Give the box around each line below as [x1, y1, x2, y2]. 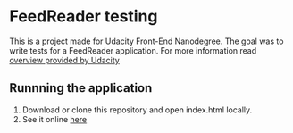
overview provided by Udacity [9, 54, 121, 65]
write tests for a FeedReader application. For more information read [9, 45, 257, 55]
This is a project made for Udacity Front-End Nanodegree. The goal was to [9, 36, 284, 46]
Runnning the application [9, 80, 153, 96]
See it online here [21, 113, 88, 124]
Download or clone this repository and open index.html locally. [21, 104, 253, 115]
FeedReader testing [9, 6, 158, 27]
